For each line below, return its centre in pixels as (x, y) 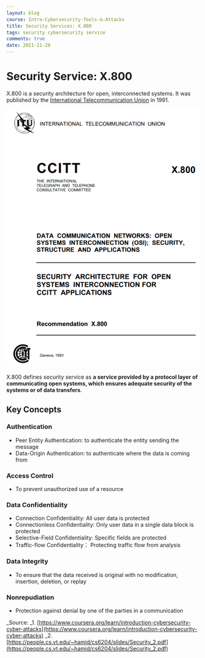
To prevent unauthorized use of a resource (69, 489)
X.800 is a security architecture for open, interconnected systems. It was (99, 93)
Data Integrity (27, 562)
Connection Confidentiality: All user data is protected (82, 518)
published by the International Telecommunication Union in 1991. (88, 100)
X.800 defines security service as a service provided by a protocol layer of (102, 377)
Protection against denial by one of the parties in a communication (99, 611)
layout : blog (23, 13)
